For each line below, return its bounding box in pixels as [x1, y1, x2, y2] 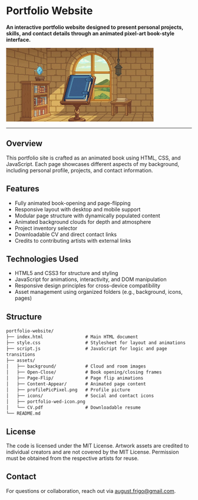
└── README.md [6, 410, 41, 416]
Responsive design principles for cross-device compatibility [14, 282, 161, 289]
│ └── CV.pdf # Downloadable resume [6, 405, 141, 410]
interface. [6, 36, 31, 43]
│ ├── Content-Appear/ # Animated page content [6, 381, 146, 387]
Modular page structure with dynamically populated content [14, 212, 160, 219]
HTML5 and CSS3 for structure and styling [14, 270, 118, 277]
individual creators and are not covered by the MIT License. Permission [6, 449, 179, 455]
